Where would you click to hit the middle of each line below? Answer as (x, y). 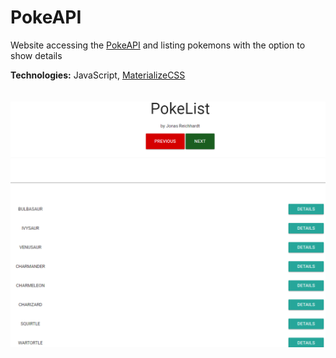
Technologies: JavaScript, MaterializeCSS (98, 75)
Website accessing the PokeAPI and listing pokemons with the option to (158, 45)
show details (36, 55)
